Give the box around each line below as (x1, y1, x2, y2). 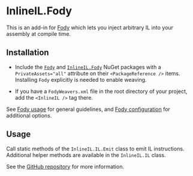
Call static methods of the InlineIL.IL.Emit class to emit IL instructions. (6, 145, 185, 152)
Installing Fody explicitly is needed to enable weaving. (14, 76, 147, 83)
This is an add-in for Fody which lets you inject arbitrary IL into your (6, 24, 174, 31)
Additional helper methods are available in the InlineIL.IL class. (6, 151, 166, 159)
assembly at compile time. (6, 30, 71, 37)
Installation (6, 48, 49, 58)
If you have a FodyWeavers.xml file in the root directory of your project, (14, 88, 188, 95)
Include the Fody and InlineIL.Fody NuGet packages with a (14, 63, 162, 70)
